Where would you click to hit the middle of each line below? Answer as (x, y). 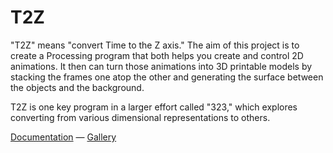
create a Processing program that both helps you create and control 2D (157, 55)
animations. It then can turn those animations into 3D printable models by (161, 66)
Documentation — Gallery (63, 137)
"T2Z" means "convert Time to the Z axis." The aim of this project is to (155, 45)
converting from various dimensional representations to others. (140, 117)
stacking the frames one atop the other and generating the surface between (167, 77)
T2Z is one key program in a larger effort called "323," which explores (154, 107)
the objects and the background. (77, 87)
